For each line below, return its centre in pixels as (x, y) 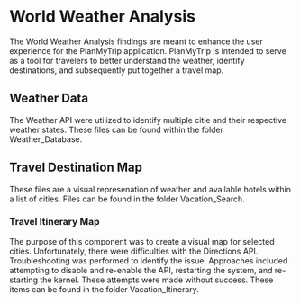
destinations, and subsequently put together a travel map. (117, 70)
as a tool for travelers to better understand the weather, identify (127, 60)
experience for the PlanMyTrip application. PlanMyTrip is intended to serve (148, 50)
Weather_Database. (46, 139)
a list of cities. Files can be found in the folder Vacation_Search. (127, 199)
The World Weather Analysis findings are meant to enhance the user (136, 41)
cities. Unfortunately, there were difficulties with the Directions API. (134, 251)
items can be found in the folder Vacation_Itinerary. (105, 289)
